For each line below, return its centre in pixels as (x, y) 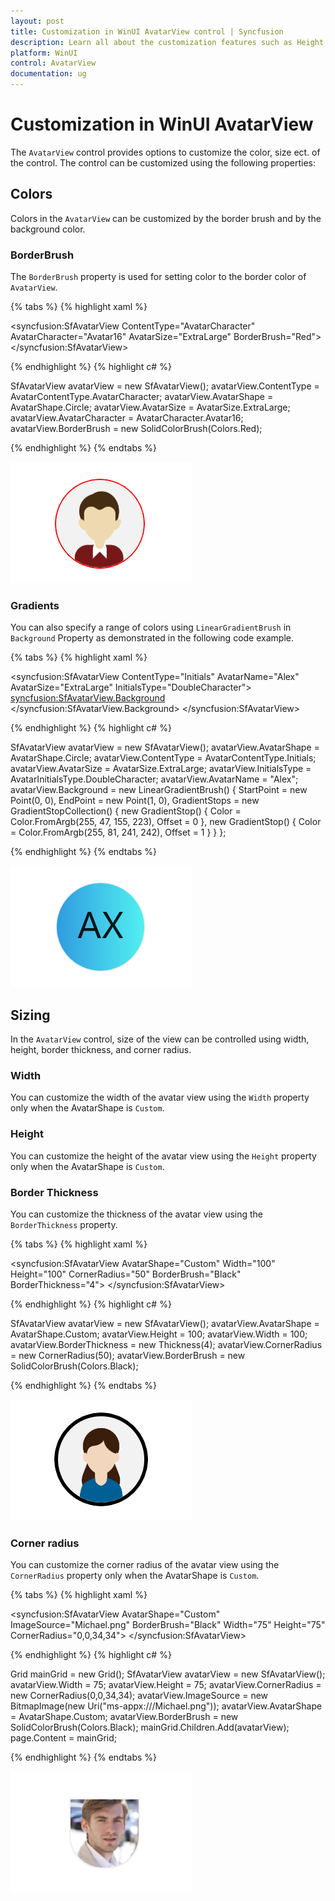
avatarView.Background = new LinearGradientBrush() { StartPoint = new (159, 790)
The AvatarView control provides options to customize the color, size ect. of (165, 152)
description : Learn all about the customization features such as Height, (169, 42)
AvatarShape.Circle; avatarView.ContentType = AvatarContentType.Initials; (163, 758)
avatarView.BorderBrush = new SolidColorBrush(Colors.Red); (136, 429)
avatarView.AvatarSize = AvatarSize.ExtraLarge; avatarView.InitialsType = (161, 769)
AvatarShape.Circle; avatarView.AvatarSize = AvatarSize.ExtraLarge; (150, 407)
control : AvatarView (53, 63)
